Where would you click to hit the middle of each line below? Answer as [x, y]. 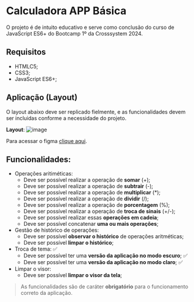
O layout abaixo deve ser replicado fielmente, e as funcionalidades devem [96, 112]
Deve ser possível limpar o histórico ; [68, 243]
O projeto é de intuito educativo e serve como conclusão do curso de [90, 27]
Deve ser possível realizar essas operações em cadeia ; [91, 217]
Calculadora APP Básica [66, 11]
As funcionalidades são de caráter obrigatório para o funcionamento [104, 287]
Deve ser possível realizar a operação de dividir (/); [86, 199]
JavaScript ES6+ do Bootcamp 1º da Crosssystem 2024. [75, 33]
